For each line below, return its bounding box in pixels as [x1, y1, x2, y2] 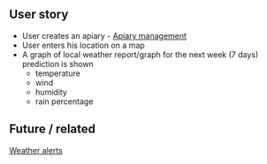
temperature [34, 68, 81, 78]
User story [9, 7, 69, 22]
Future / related [9, 122, 95, 137]
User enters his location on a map [21, 40, 146, 50]
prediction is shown [21, 58, 95, 69]
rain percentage [34, 96, 94, 107]
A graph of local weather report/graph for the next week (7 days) [21, 48, 259, 60]
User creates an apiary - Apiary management [21, 30, 187, 41]
